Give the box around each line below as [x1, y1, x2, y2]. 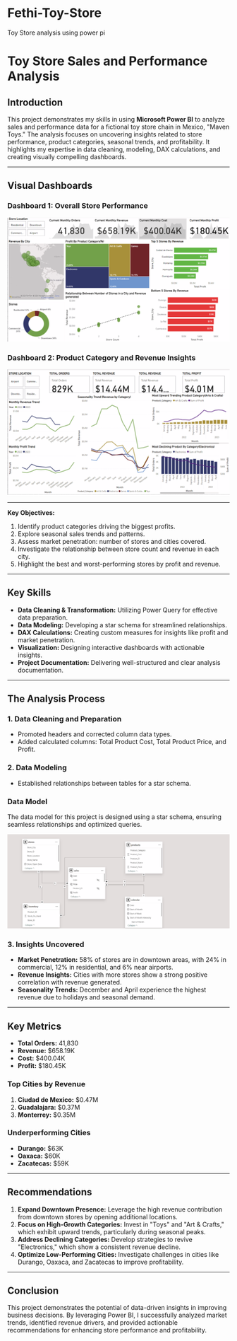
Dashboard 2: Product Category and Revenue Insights [7, 353, 196, 363]
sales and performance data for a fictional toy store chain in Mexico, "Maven [7, 122, 230, 131]
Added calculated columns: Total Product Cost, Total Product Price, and [17, 738, 227, 746]
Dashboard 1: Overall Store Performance [7, 201, 148, 211]
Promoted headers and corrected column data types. [17, 730, 172, 738]
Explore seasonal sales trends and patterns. [17, 529, 145, 538]
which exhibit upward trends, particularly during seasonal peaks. [17, 1227, 206, 1236]
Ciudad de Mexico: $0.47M [17, 1095, 99, 1104]
